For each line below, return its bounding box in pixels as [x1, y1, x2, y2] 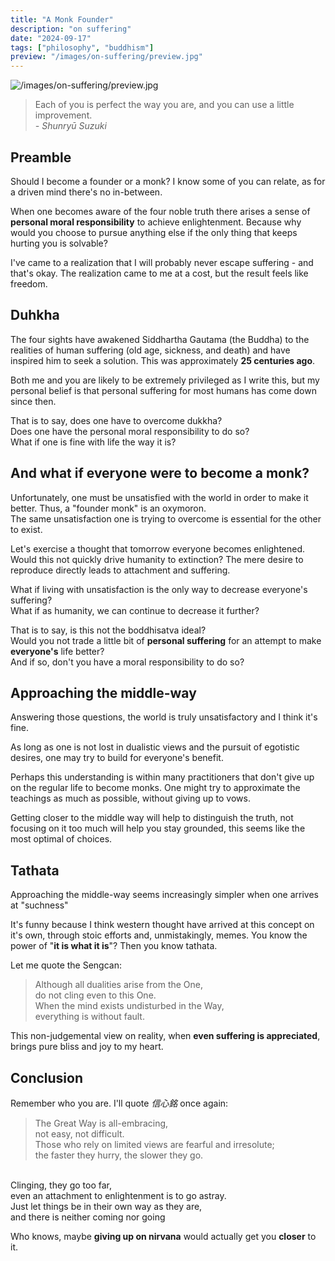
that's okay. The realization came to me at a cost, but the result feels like [10, 267, 309, 279]
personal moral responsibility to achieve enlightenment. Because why [10, 216, 302, 228]
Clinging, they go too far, [10, 1179, 112, 1191]
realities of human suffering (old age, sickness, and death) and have [10, 344, 291, 356]
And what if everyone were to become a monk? [10, 465, 310, 482]
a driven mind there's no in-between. [10, 186, 163, 198]
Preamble [10, 149, 72, 166]
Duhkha [10, 307, 60, 324]
